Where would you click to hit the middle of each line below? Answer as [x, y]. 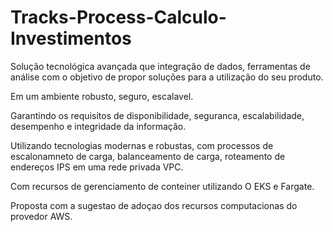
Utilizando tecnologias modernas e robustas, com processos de [142, 145]
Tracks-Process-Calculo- [118, 17]
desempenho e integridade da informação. [98, 126]
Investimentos [71, 38]
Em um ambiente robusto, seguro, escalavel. [102, 96]
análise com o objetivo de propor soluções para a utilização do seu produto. [167, 77]
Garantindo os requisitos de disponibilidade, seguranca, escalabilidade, [157, 115]
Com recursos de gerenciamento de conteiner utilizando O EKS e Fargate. [162, 186]
